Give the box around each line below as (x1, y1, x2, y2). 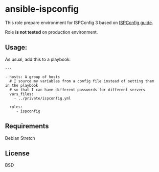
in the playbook (5, 83, 38, 88)
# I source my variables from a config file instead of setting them (9, 78, 154, 84)
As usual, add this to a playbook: (5, 56, 71, 62)
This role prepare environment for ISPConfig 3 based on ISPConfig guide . (5, 20, 153, 25)
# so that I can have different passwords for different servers (9, 87, 146, 92)
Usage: (5, 43, 28, 52)
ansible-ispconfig (5, 3, 79, 15)
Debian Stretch (5, 135, 35, 141)
